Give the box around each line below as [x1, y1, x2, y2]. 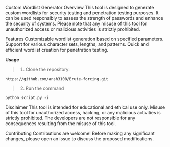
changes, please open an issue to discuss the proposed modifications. [5, 136, 154, 142]
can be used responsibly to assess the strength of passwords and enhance [5, 15, 163, 21]
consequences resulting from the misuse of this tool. [5, 120, 116, 127]
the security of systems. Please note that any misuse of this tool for [5, 20, 147, 27]
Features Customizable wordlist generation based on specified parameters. [5, 36, 164, 42]
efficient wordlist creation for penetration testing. [5, 47, 109, 53]
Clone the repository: [25, 66, 70, 72]
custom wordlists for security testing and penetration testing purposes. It [5, 10, 159, 16]
